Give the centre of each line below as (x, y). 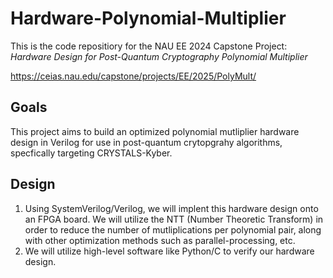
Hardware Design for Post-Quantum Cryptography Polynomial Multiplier (159, 56)
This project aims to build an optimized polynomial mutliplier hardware (155, 131)
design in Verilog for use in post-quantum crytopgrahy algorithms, (146, 142)
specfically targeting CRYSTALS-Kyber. (91, 153)
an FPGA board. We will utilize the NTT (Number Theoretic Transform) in (174, 219)
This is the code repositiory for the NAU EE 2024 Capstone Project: (149, 46)
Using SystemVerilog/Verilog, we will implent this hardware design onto (171, 208)
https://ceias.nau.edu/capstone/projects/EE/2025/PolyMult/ (133, 76)
